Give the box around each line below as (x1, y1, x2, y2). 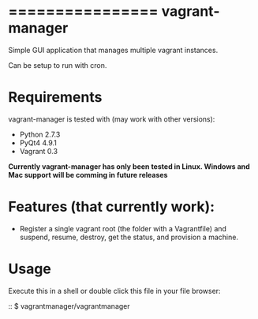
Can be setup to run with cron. (8, 60, 107, 69)
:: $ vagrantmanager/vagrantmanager (8, 301, 130, 310)
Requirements (8, 88, 103, 107)
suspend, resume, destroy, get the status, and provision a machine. (19, 232, 239, 242)
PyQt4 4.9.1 (19, 137, 58, 148)
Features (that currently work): (8, 198, 215, 216)
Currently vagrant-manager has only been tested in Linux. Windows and (8, 161, 250, 171)
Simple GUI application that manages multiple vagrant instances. (8, 45, 219, 54)
